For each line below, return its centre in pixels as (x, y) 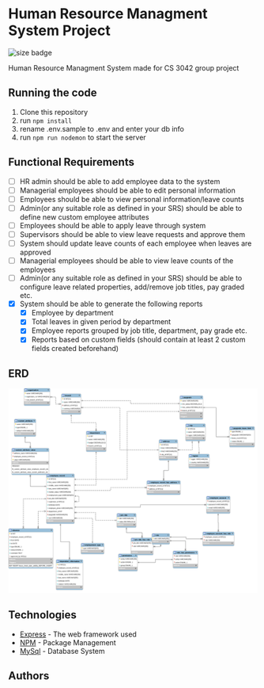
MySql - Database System (62, 651)
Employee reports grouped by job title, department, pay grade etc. (139, 331)
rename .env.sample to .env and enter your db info (102, 128)
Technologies (43, 615)
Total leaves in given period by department (101, 322)
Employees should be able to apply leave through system (113, 225)
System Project (59, 31)
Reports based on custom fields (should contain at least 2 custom (138, 340)
